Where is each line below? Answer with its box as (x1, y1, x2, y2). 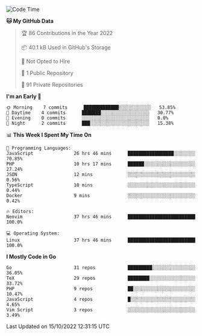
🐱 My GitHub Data (6, 17, 54, 24)
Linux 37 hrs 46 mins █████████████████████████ (6, 237, 196, 243)
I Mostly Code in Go (6, 253, 56, 260)
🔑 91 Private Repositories (21, 81, 83, 88)
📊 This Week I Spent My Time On (6, 132, 92, 138)
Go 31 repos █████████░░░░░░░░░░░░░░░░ (6, 265, 196, 271)
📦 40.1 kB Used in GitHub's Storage (21, 44, 111, 51)
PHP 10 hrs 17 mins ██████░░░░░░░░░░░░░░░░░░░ (6, 161, 196, 167)
